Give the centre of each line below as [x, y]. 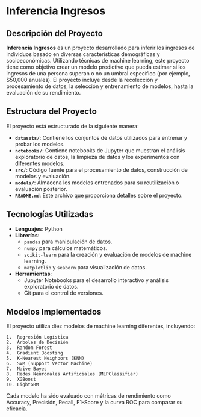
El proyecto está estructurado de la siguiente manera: [73, 126]
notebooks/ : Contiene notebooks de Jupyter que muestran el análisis [100, 150]
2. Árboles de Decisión [37, 343]
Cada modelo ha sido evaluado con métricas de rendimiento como [89, 396]
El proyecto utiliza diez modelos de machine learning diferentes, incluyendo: [101, 326]
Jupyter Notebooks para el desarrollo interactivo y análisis [96, 280]
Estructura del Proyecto [52, 112]
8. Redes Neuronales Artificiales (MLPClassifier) [72, 374]
